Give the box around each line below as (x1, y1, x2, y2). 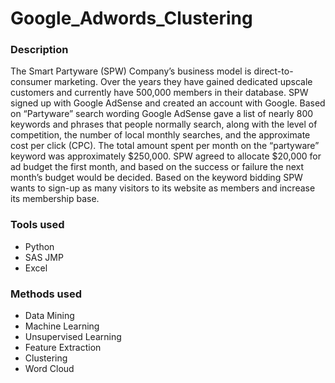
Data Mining (24, 310, 75, 322)
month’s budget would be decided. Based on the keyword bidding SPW (10, 172, 303, 184)
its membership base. (10, 193, 100, 205)
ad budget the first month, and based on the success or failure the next (10, 161, 305, 173)
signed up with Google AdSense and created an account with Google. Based (10, 97, 326, 109)
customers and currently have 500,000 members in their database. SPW (10, 87, 309, 99)
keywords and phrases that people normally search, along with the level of (10, 118, 318, 131)
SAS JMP (24, 251, 64, 263)
